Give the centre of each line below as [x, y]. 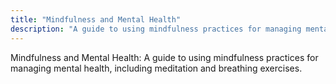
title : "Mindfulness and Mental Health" [96, 19]
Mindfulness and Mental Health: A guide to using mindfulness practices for [164, 57]
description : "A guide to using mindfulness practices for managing [156, 29]
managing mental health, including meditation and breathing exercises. [156, 68]
